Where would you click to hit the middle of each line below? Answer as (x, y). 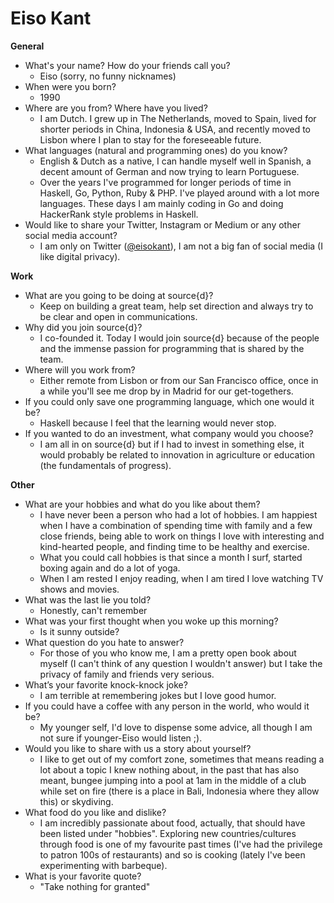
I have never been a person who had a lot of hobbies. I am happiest (178, 514)
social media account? (71, 235)
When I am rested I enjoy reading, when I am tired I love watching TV (181, 578)
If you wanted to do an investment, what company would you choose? (169, 433)
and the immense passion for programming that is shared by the (172, 348)
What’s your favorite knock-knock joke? (106, 684)
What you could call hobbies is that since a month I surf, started (171, 557)
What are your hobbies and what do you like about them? (142, 504)
